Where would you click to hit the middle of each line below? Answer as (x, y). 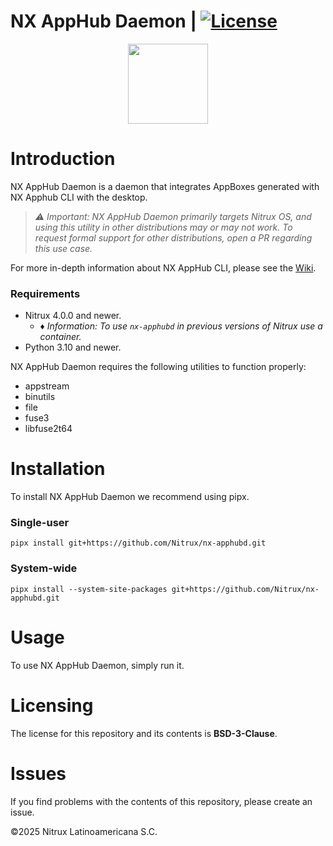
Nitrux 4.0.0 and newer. (73, 316)
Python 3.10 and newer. (73, 347)
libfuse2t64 (48, 429)
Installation (58, 469)
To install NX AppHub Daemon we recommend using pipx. (130, 497)
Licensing (52, 705)
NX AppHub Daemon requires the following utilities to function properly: (158, 367)
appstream (47, 386)
